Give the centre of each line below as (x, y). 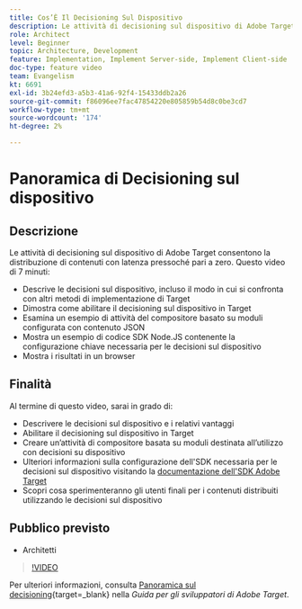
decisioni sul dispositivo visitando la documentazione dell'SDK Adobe (151, 471)
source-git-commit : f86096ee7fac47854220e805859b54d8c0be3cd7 (128, 101)
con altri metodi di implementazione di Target (106, 299)
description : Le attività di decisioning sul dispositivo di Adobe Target (152, 26)
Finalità (31, 385)
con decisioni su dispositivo (74, 452)
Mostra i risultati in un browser (79, 356)
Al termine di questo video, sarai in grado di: (91, 406)
